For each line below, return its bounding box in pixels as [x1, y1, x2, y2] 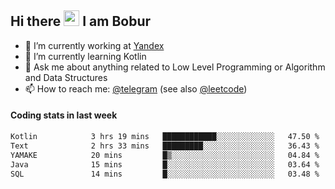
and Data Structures [24, 71, 108, 83]
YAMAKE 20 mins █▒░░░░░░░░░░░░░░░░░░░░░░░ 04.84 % [10, 150, 320, 160]
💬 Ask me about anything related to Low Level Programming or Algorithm [24, 61, 326, 73]
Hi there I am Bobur [10, 13, 152, 30]
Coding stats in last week [10, 109, 118, 121]
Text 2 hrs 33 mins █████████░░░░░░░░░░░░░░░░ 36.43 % [10, 141, 320, 151]
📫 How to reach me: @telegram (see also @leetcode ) [24, 82, 248, 95]
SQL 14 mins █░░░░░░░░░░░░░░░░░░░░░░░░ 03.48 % [10, 169, 320, 179]
